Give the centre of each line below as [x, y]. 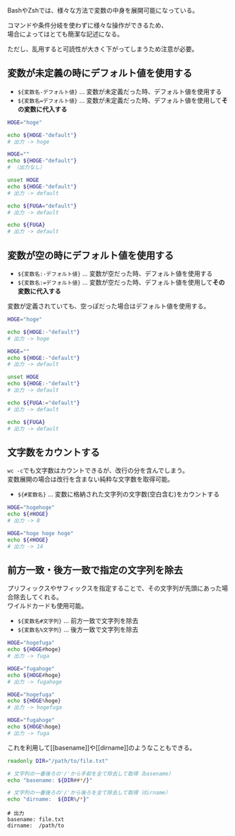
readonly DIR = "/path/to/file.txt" [58, 761]
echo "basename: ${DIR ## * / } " [50, 780]
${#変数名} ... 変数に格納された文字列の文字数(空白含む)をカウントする [119, 494]
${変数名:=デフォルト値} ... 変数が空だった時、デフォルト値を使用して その [121, 282]
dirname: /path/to [36, 826]
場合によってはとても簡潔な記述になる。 [65, 34]
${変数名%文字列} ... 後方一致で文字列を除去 [78, 630]
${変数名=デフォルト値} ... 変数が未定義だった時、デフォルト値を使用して [120, 100]
